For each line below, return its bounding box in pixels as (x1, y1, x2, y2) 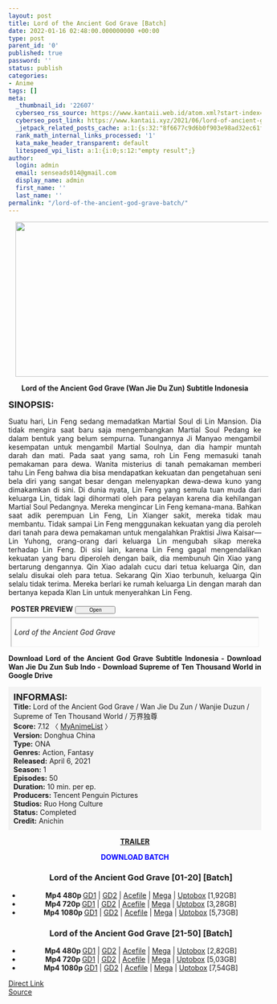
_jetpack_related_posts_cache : (15, 124, 120, 132)
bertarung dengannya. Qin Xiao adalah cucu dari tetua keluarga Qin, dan (8, 561, 262, 572)
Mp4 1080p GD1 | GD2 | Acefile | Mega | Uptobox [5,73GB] (43, 907, 238, 917)
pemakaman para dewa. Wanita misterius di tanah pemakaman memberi (8, 459, 262, 469)
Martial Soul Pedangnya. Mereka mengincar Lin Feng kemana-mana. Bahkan (8, 502, 262, 511)
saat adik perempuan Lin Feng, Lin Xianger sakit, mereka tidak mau (8, 510, 262, 520)
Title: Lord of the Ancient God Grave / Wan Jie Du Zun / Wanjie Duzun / (13, 701, 251, 711)
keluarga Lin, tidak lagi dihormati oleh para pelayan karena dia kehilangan (8, 493, 262, 503)
